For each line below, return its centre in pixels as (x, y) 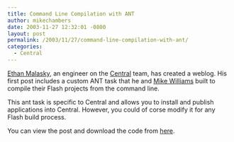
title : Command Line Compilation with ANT (71, 14)
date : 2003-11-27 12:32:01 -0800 (57, 27)
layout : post (27, 34)
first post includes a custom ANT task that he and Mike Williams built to (112, 81)
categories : (25, 47)
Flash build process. (37, 117)
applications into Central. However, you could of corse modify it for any (111, 110)
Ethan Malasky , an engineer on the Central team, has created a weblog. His (117, 73)
